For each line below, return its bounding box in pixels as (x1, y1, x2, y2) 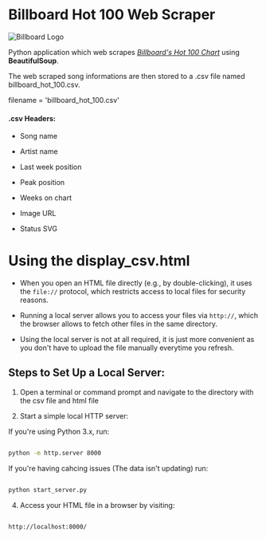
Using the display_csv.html (8, 252, 190, 270)
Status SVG (19, 224, 58, 234)
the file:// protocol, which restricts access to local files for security (19, 287, 246, 297)
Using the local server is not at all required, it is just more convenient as (19, 335, 255, 344)
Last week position (19, 162, 82, 172)
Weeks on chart (19, 193, 72, 203)
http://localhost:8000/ (8, 522, 88, 531)
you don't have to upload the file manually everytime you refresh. (19, 343, 234, 352)
